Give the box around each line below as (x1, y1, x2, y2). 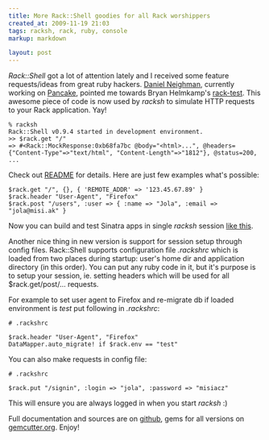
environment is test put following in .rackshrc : (8, 304, 160, 313)
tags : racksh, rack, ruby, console (8, 27, 128, 35)
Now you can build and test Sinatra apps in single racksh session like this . (8, 221, 254, 230)
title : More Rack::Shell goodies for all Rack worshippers (8, 11, 211, 20)
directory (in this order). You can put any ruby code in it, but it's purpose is (8, 263, 256, 272)
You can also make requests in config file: (8, 355, 147, 364)
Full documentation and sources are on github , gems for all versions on (8, 414, 245, 424)
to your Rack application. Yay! (8, 106, 107, 115)
